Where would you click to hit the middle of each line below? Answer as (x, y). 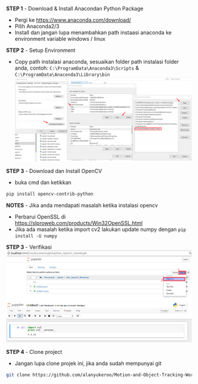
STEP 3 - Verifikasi (29, 247)
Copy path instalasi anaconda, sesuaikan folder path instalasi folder (97, 62)
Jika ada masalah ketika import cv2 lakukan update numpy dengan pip (100, 229)
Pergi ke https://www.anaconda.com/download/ (73, 20)
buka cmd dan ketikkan (43, 182)
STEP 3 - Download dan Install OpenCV (54, 171)
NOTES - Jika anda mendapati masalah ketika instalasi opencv (82, 205)
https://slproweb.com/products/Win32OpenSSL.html (79, 223)
